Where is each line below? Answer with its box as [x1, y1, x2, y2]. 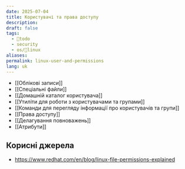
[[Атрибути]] [14, 123, 47, 130]
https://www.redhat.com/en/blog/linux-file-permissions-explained [14, 156, 176, 163]
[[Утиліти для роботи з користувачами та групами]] [14, 98, 146, 105]
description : [6, 19, 38, 25]
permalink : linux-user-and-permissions [6, 58, 104, 64]
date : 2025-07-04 [6, 8, 49, 15]
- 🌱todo [11, 36, 31, 42]
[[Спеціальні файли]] [14, 86, 67, 93]
